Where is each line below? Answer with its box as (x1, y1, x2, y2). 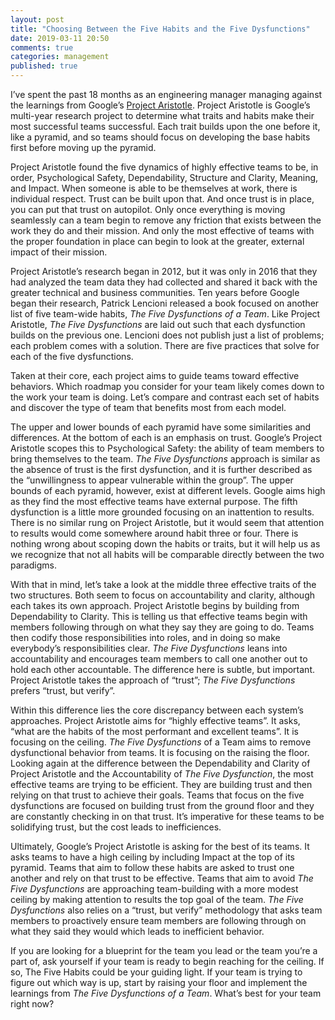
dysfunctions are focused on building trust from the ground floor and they (10, 800, 315, 811)
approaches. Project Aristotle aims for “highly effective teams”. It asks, (10, 715, 301, 726)
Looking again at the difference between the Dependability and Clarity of (10, 757, 311, 769)
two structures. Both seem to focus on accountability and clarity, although (10, 589, 316, 601)
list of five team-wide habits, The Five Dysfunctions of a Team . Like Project (10, 308, 321, 320)
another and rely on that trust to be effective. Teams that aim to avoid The (10, 872, 314, 884)
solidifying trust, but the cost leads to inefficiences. (10, 821, 222, 833)
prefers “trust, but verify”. (10, 685, 116, 696)
